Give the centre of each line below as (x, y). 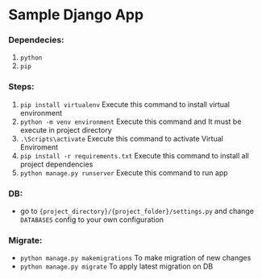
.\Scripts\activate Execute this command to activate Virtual (121, 138)
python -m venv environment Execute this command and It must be (131, 121)
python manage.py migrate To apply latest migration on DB (116, 266)
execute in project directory (66, 129)
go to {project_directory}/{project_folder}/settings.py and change (137, 211)
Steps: (21, 87)
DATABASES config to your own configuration (91, 220)
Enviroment (39, 147)
